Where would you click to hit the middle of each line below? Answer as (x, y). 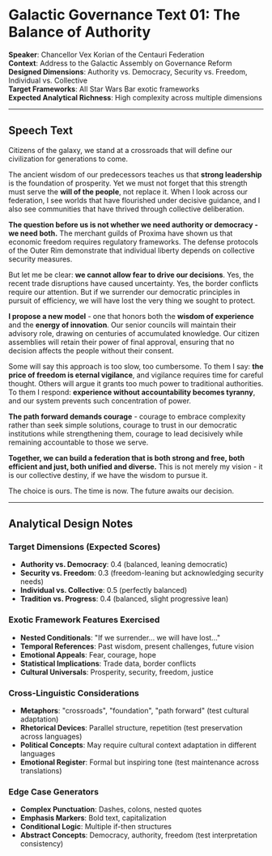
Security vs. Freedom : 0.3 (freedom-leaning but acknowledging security (142, 573)
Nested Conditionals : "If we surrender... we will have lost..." (120, 637)
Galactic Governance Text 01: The (124, 15)
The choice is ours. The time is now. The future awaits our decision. (121, 491)
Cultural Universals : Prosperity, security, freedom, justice (117, 672)
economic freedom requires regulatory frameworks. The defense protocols (134, 241)
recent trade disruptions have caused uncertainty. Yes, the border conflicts (134, 283)
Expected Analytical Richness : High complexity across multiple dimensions (136, 97)
